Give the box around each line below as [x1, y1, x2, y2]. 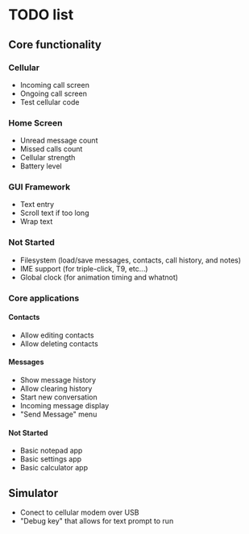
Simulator [8, 486, 59, 500]
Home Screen [8, 117, 63, 128]
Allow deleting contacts [19, 338, 98, 348]
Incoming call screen [19, 80, 90, 89]
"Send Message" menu [19, 409, 98, 420]
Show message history [19, 375, 97, 385]
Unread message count [19, 135, 98, 146]
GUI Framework [8, 181, 71, 192]
